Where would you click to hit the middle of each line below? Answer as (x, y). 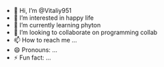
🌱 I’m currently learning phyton (57, 25)
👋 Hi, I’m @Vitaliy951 (42, 11)
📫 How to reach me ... (45, 40)
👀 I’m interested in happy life (54, 18)
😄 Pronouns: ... (36, 50)
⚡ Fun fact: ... (32, 57)
